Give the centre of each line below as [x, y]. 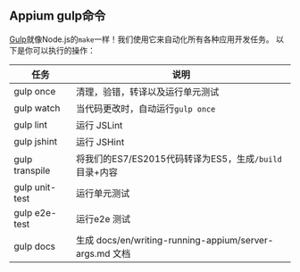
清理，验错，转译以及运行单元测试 [147, 92]
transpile [32, 170]
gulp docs [35, 246]
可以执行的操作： [64, 50]
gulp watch [37, 108]
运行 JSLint [99, 125]
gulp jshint [36, 141]
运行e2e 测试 [103, 218]
